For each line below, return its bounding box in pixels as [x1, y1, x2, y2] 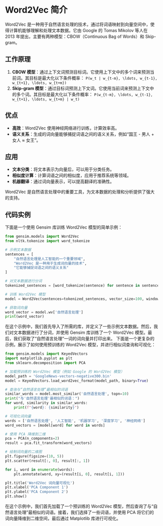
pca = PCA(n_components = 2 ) [5, 436, 60, 441]
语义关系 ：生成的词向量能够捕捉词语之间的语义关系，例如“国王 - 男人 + [12, 131, 154, 137]
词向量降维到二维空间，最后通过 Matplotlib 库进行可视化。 [5, 515, 121, 522]
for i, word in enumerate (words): [5, 467, 75, 472]
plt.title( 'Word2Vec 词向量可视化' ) [5, 480, 75, 485]
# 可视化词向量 [5, 413, 32, 419]
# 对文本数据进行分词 [5, 279, 42, 284]
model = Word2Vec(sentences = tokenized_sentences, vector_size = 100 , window [5, 296, 160, 301]
